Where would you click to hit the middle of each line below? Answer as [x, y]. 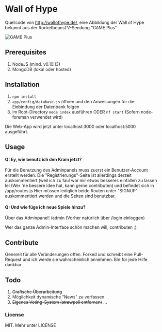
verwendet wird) [46, 117]
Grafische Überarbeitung [37, 292]
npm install [24, 97]
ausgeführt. [17, 131]
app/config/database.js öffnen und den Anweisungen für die [73, 101]
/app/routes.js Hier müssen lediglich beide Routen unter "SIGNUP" [72, 191]
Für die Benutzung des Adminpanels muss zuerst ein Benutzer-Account [76, 170]
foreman [20, 117]
